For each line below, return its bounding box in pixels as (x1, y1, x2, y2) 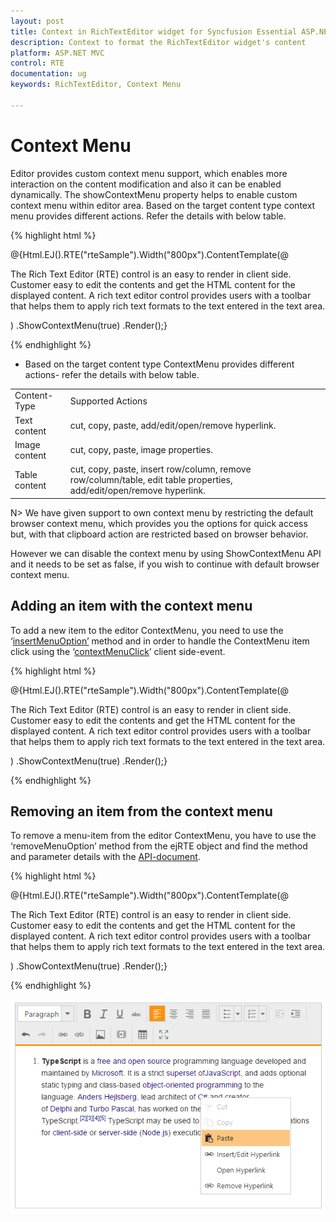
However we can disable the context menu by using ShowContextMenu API (10, 547, 322, 559)
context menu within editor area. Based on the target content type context (10, 199, 316, 211)
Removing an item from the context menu (10, 803, 273, 820)
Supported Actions (69, 395, 148, 407)
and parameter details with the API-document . (10, 851, 201, 863)
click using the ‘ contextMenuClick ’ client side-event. (10, 645, 226, 657)
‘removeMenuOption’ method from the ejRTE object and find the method (10, 840, 308, 852)
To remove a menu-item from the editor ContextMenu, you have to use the (10, 830, 317, 842)
